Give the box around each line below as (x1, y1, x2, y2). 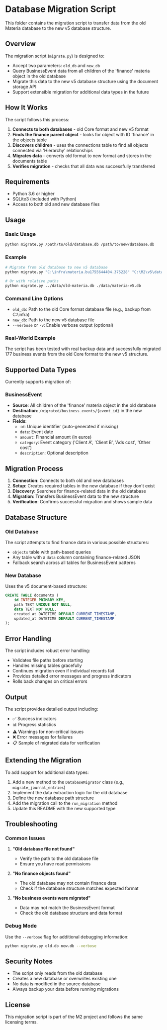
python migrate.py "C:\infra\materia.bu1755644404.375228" (5, 270, 130, 275)
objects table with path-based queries (12, 549, 91, 555)
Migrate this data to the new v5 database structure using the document (12, 78, 158, 84)
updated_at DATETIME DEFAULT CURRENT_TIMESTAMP (14, 616, 114, 621)
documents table (12, 158, 47, 164)
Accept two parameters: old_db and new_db (12, 62, 100, 68)
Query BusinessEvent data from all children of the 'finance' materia (12, 68, 150, 74)
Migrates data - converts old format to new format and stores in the (12, 153, 152, 159)
